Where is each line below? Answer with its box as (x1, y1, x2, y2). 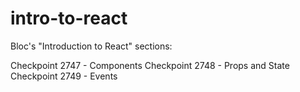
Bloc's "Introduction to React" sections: (10, 40, 173, 52)
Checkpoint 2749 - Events (10, 70, 118, 82)
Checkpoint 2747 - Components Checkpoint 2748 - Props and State (10, 59, 290, 71)
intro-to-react (10, 7, 128, 30)
